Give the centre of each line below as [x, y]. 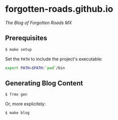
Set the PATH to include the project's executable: [54, 59]
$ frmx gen [16, 94]
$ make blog [17, 113]
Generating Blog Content [44, 83]
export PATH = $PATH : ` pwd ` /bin [35, 68]
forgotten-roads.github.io [59, 9]
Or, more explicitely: [25, 104]
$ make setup [19, 49]
